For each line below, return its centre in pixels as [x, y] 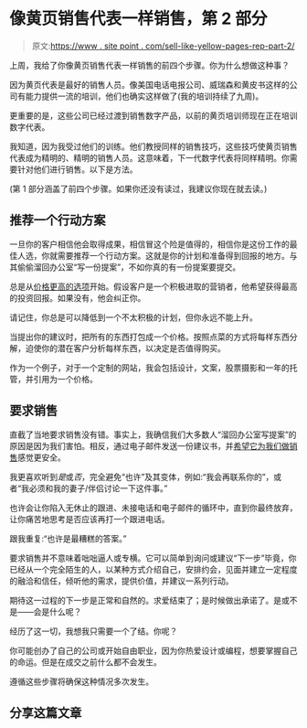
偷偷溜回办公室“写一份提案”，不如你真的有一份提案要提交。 [129, 267]
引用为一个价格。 [65, 379]
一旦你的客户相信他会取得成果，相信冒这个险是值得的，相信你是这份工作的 [149, 244]
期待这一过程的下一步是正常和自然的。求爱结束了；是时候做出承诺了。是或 [149, 600]
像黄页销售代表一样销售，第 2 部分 [138, 19]
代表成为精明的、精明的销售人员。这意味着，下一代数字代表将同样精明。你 [149, 157]
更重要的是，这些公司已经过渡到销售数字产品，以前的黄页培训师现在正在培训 [153, 115]
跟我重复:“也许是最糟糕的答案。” [68, 538]
